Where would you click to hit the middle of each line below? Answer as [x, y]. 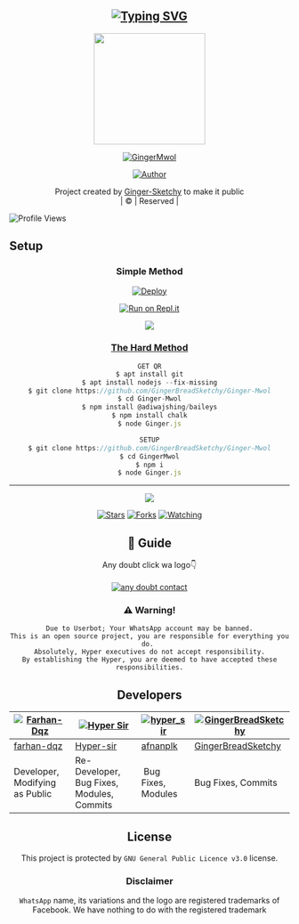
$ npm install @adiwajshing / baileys [149, 407]
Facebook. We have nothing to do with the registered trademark [149, 910]
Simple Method [149, 272]
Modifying [35, 782]
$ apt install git [149, 374]
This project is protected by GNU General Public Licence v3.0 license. [149, 858]
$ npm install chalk [149, 416]
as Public [33, 794]
